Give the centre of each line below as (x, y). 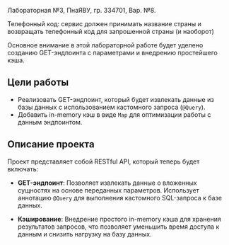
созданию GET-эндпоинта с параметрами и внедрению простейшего (112, 53)
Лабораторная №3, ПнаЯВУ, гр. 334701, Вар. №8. (82, 10)
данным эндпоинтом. (50, 122)
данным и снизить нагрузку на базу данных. (84, 234)
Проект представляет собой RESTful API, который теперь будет (104, 161)
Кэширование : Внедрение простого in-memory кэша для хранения (119, 219)
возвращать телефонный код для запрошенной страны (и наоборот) (111, 32)
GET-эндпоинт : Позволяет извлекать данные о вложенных (107, 183)
